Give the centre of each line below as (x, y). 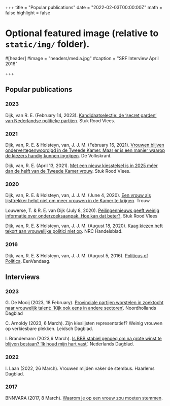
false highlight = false (28, 13)
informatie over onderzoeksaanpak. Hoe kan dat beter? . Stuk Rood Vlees (81, 216)
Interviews (22, 277)
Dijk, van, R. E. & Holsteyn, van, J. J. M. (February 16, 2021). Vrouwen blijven (85, 145)
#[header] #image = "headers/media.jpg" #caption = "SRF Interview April (82, 58)
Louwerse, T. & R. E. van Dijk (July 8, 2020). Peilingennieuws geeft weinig (82, 210)
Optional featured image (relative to (82, 33)
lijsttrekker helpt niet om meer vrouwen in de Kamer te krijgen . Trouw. (78, 201)
